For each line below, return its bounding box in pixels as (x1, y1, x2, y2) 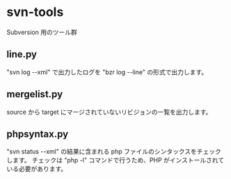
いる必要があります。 (6, 164, 67, 173)
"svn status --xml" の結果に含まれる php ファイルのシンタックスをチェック (6, 147, 222, 156)
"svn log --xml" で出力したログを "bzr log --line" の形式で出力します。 (6, 67, 208, 76)
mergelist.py (6, 88, 63, 101)
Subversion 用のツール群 (6, 28, 77, 36)
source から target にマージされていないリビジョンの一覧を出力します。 (6, 108, 212, 116)
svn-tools (6, 4, 64, 20)
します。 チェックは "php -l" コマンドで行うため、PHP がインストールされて (6, 156, 225, 164)
